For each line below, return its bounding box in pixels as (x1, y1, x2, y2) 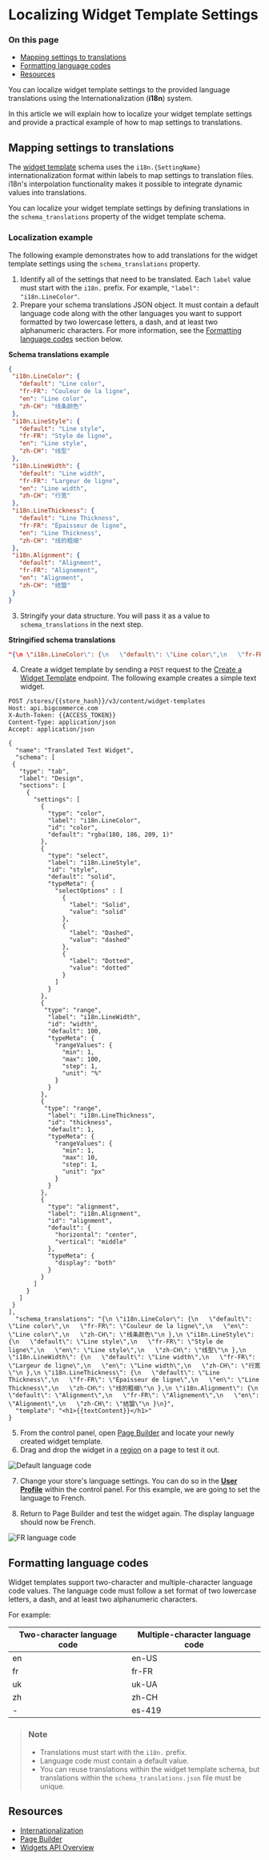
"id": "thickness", (47, 1119, 113, 1127)
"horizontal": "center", (54, 1231, 138, 1239)
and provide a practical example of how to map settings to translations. (8, 118, 243, 128)
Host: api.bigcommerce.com (8, 705, 98, 713)
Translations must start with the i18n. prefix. (39, 1747, 187, 1756)
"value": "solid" (69, 908, 127, 916)
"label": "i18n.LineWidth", (47, 1013, 142, 1021)
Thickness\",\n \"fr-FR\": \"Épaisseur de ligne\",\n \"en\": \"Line (8, 1376, 260, 1384)
